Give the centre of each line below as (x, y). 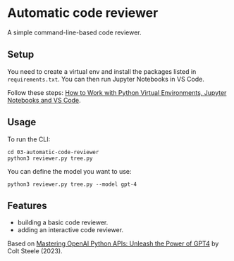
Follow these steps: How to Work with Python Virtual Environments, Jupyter (117, 92)
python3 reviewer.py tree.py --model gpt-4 (72, 184)
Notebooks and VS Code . (44, 100)
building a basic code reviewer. (63, 222)
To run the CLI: (29, 139)
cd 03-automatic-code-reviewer (53, 152)
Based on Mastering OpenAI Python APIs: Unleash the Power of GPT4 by (113, 243)
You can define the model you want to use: (69, 171)
